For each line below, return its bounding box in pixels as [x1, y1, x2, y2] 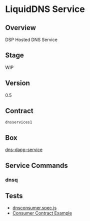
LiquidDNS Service [5, 3, 85, 15]
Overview [5, 23, 36, 32]
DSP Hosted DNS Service [5, 36, 57, 42]
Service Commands [5, 161, 68, 169]
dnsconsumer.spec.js [12, 205, 57, 211]
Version [5, 79, 30, 87]
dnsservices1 [5, 120, 32, 125]
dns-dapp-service [5, 146, 43, 153]
